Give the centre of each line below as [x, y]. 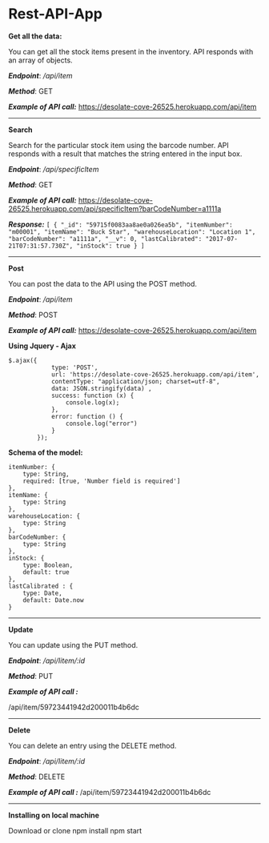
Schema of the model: [46, 452]
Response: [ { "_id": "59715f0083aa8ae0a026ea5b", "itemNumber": [121, 224]
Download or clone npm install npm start [75, 830]
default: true [46, 572]
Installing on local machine [54, 815]
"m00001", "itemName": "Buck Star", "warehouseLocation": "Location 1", [132, 232]
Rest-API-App [55, 14]
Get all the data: [35, 36]
